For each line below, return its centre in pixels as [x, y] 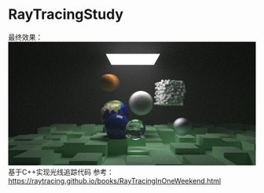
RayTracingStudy [66, 15]
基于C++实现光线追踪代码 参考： [61, 172]
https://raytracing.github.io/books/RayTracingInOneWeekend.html [115, 180]
